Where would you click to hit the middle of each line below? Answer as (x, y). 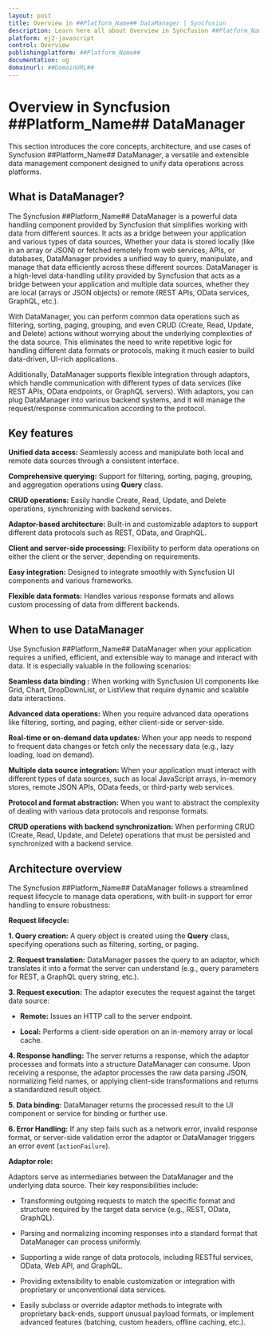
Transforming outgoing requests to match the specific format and (127, 1200)
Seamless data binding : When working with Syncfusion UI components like (134, 681)
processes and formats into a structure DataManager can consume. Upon (130, 1064)
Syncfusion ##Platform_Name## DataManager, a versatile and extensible (129, 154)
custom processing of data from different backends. (94, 604)
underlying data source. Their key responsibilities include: (103, 1185)
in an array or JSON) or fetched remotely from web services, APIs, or (122, 250)
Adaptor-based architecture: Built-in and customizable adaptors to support (133, 525)
